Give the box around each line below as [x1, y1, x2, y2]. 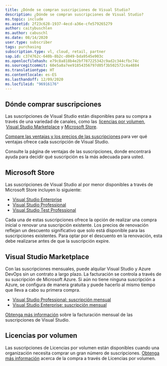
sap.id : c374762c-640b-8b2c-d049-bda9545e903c [5, 53, 104, 59]
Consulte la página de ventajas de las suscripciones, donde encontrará [5, 148, 151, 155]
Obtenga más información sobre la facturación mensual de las [5, 312, 133, 318]
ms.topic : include [5, 16, 43, 21]
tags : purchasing [5, 44, 41, 49]
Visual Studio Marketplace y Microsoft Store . [5, 124, 98, 130]
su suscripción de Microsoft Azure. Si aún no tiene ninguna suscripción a [5, 277, 156, 283]
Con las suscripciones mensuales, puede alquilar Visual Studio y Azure [5, 266, 151, 272]
